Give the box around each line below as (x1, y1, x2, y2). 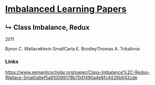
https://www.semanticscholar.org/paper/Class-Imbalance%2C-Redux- (5, 69, 151, 75)
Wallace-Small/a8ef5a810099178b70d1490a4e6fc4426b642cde (5, 75, 138, 81)
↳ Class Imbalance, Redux (5, 23, 90, 32)
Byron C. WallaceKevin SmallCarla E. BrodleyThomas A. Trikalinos (5, 46, 140, 51)
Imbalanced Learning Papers (5, 3, 127, 15)
